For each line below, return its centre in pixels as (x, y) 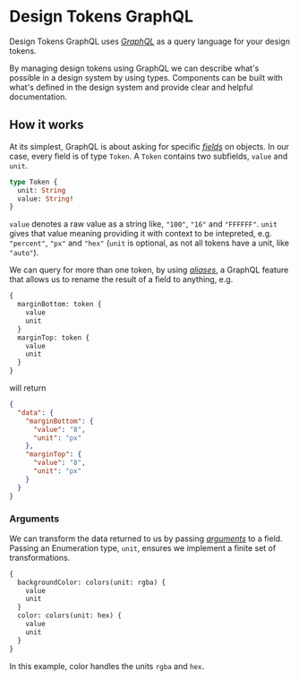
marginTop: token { (54, 338)
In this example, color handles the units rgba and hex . (107, 666)
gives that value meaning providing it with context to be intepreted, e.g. (141, 234)
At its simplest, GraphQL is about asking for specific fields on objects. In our (149, 146)
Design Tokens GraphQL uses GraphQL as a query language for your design (150, 41)
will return (28, 388)
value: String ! (46, 199)
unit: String (42, 190)
